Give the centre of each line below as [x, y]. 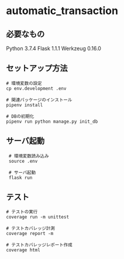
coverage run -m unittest [37, 217]
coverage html [23, 250]
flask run [20, 177]
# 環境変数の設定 [24, 83]
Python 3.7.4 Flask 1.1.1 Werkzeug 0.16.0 [54, 48]
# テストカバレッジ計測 [31, 228]
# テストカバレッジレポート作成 [39, 245]
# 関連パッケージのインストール [39, 100]
